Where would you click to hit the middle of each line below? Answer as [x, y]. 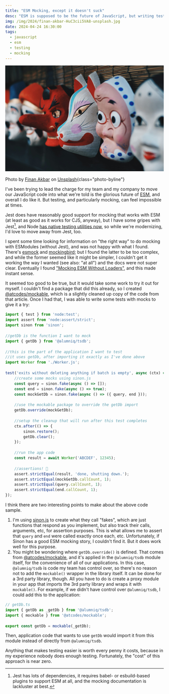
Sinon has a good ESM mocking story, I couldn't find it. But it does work [87, 541]
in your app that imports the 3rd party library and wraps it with [77, 584]
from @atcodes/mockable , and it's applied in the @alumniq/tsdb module [87, 558]
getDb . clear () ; [39, 437]
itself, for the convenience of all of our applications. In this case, [79, 563]
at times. [14, 205]
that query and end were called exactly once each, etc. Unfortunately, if [86, 536]
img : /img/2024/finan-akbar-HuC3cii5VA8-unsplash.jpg [63, 21]
